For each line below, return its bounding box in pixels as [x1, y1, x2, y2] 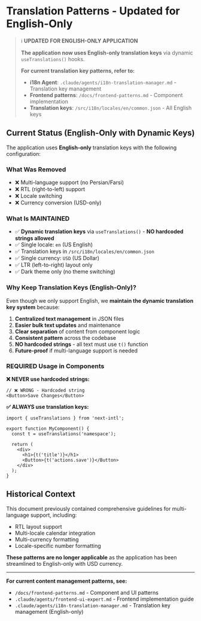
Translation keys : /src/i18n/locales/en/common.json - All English [29, 104, 192, 111]
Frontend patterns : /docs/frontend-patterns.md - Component [29, 91, 183, 98]
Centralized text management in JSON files [14, 315, 124, 322]
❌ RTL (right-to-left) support [14, 186, 86, 193]
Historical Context [6, 489, 76, 499]
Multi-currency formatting [14, 535, 79, 543]
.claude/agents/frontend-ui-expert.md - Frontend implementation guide [14, 595, 194, 602]
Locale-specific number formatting [14, 542, 102, 549]
